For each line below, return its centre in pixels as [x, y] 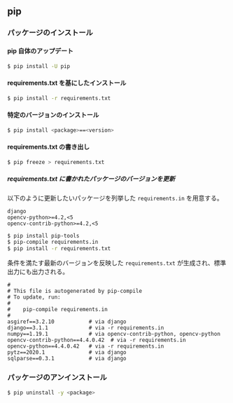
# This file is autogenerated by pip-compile [75, 291]
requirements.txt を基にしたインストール [67, 83]
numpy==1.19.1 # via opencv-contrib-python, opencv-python [114, 334]
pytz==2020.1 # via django [67, 353]
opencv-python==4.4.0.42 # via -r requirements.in [86, 346]
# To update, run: [34, 297]
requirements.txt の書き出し [48, 147]
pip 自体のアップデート [40, 50]
